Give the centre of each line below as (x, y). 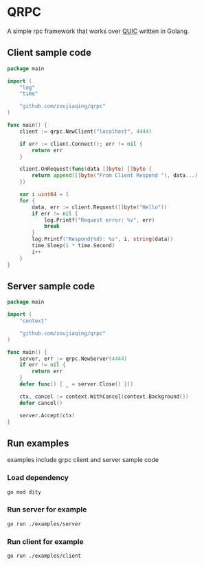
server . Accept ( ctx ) (47, 415)
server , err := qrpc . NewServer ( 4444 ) (73, 359)
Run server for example (47, 510)
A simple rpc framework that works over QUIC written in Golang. (98, 31)
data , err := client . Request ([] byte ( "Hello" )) (100, 207)
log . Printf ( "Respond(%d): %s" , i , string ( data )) (103, 239)
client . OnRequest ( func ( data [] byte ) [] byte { (86, 169)
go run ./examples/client (44, 556)
